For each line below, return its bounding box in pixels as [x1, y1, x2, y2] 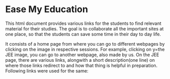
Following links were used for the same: [5, 67, 89, 74]
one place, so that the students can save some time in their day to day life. [5, 31, 161, 37]
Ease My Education [5, 4, 88, 15]
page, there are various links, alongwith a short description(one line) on [5, 57, 155, 63]
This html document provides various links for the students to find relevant [5, 20, 161, 26]
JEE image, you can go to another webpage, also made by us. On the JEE [5, 52, 159, 58]
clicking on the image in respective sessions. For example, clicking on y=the [5, 46, 165, 52]
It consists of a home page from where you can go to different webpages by [5, 41, 165, 47]
